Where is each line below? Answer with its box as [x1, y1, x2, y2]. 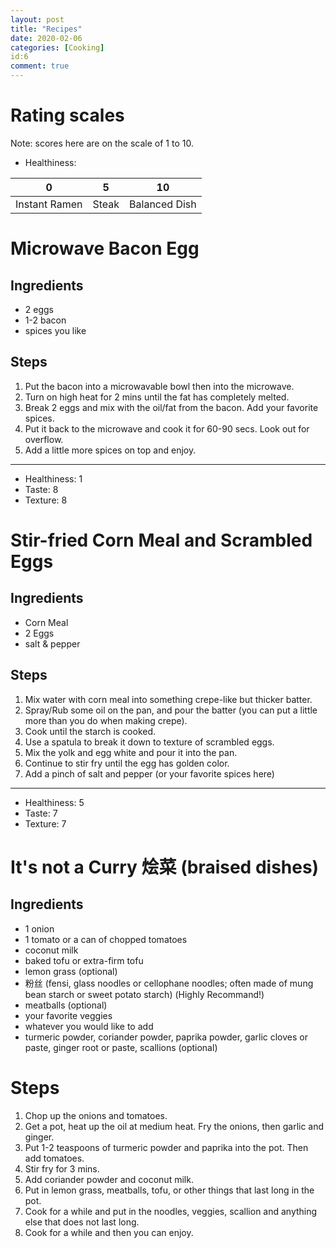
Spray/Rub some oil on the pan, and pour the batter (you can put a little [24, 704, 318, 716]
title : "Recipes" [10, 24, 83, 34]
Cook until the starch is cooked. [24, 725, 157, 737]
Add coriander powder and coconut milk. [24, 1173, 194, 1185]
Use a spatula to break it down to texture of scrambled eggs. [24, 736, 275, 748]
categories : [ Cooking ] [10, 42, 105, 53]
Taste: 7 [24, 807, 58, 819]
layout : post [10, 14, 65, 25]
